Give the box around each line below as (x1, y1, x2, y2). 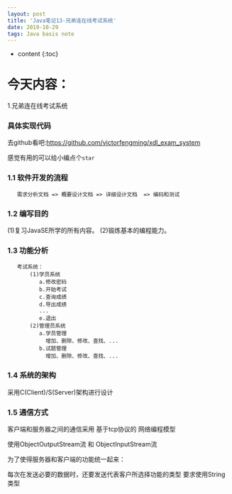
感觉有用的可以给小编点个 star (7, 153, 95, 162)
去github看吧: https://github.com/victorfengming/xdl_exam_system (7, 138, 201, 147)
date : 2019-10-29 (7, 23, 59, 31)
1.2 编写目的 (7, 209, 49, 219)
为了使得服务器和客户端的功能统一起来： (7, 455, 126, 463)
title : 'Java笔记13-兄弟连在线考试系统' (7, 17, 117, 24)
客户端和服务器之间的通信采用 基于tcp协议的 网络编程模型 (7, 424, 176, 433)
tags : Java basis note (7, 30, 74, 38)
